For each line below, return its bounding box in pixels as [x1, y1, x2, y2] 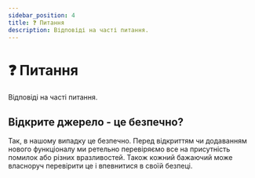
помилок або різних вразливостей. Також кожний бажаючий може [8, 153, 233, 162]
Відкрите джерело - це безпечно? [8, 115, 184, 129]
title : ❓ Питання [8, 19, 65, 27]
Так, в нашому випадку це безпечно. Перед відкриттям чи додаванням [8, 136, 247, 146]
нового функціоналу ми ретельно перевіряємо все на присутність [8, 144, 231, 154]
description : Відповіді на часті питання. [8, 26, 149, 34]
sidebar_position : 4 [8, 11, 76, 20]
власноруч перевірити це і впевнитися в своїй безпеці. [8, 162, 193, 171]
